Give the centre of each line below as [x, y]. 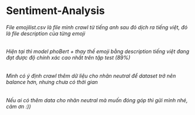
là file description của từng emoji [46, 33]
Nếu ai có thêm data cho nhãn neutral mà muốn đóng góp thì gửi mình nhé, [97, 100]
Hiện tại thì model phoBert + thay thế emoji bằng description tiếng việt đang [98, 51]
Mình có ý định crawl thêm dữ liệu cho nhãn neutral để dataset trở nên [91, 76]
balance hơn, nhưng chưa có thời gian [52, 82]
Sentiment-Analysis [55, 11]
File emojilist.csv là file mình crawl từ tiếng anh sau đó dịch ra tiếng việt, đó [97, 27]
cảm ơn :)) [18, 106]
